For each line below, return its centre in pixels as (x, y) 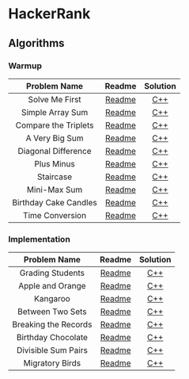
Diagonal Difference (55, 151)
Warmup (25, 66)
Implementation (40, 239)
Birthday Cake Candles (55, 202)
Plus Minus (55, 163)
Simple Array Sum (55, 112)
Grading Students (52, 273)
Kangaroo (53, 299)
